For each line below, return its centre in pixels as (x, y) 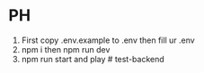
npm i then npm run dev (66, 49)
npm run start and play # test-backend (93, 59)
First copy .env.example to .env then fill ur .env (108, 40)
